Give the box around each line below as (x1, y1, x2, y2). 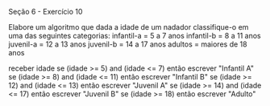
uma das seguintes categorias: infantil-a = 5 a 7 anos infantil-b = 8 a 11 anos (8, 31, 261, 40)
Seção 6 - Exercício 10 (8, 7, 83, 16)
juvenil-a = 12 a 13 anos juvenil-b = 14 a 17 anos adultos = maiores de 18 (8, 39, 247, 49)
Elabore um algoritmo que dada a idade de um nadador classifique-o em (8, 22, 249, 31)
